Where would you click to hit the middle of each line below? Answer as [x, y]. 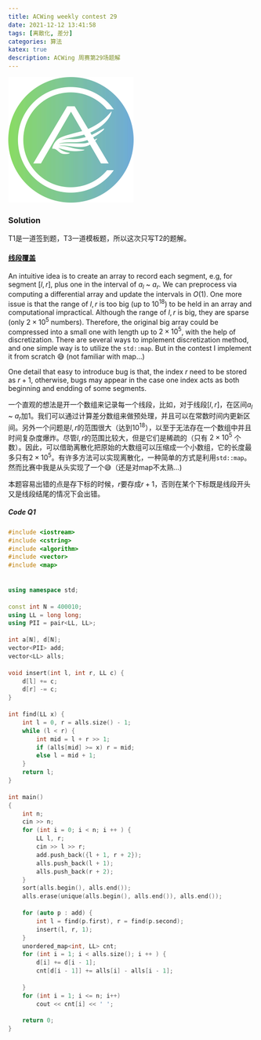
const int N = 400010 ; [45, 607]
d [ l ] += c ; [40, 681]
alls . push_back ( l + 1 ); [75, 863]
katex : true [27, 50]
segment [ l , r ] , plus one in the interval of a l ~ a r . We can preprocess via [123, 285]
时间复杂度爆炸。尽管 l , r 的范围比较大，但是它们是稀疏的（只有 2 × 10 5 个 [125, 437]
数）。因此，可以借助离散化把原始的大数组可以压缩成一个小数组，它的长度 [127, 447]
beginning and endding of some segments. [78, 389]
